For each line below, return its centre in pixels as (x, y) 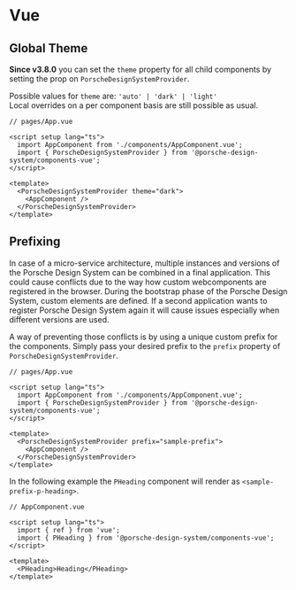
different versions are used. (59, 319)
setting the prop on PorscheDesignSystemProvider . (99, 79)
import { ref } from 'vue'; (69, 530)
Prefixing (35, 241)
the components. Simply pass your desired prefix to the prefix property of (145, 345)
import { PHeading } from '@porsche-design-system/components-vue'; (146, 538)
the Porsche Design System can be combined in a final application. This (140, 272)
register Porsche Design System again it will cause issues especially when (144, 310)
